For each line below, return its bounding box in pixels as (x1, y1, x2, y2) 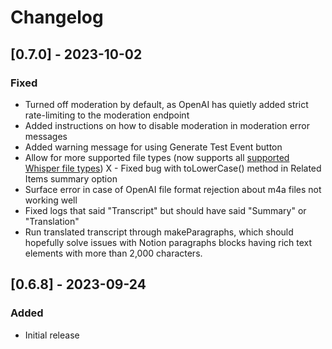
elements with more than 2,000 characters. (24, 247, 203, 259)
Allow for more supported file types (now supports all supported (24, 151, 290, 163)
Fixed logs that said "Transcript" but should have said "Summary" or (24, 204, 307, 216)
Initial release (24, 329, 80, 341)
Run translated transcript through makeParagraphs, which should (24, 226, 294, 238)
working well (24, 194, 78, 206)
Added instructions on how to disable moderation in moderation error (24, 119, 311, 131)
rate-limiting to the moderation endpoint (24, 109, 190, 121)
